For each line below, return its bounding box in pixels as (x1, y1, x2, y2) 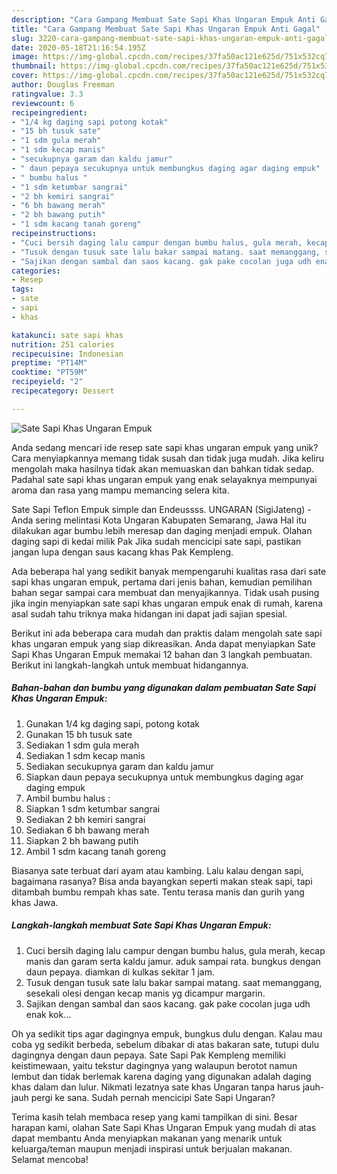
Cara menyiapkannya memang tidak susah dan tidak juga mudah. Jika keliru (11, 452, 325, 464)
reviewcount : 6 (11, 98, 75, 108)
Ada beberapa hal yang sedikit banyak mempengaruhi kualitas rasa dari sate (11, 565, 327, 577)
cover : (11, 71, 39, 81)
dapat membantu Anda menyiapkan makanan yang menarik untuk (11, 1132, 283, 1144)
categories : (11, 266, 61, 276)
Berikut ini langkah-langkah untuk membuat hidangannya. (11, 659, 249, 671)
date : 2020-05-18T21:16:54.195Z (11, 42, 146, 53)
